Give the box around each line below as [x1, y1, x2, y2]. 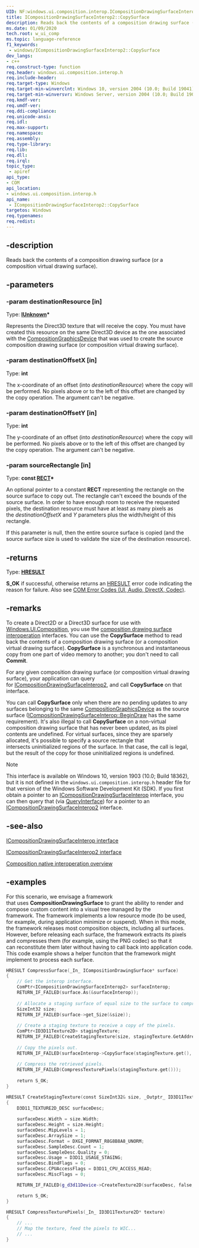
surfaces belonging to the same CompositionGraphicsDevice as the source [6, 705, 190, 712]
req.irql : [6, 158, 31, 164]
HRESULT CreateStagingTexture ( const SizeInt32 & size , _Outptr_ [6, 1094, 166, 1100]
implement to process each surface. [6, 956, 95, 963]
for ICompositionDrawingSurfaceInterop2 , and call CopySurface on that [6, 681, 182, 688]
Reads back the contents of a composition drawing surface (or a [6, 256, 163, 263]
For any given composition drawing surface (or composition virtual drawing [6, 669, 190, 676]
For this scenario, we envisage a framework [6, 893, 113, 900]
